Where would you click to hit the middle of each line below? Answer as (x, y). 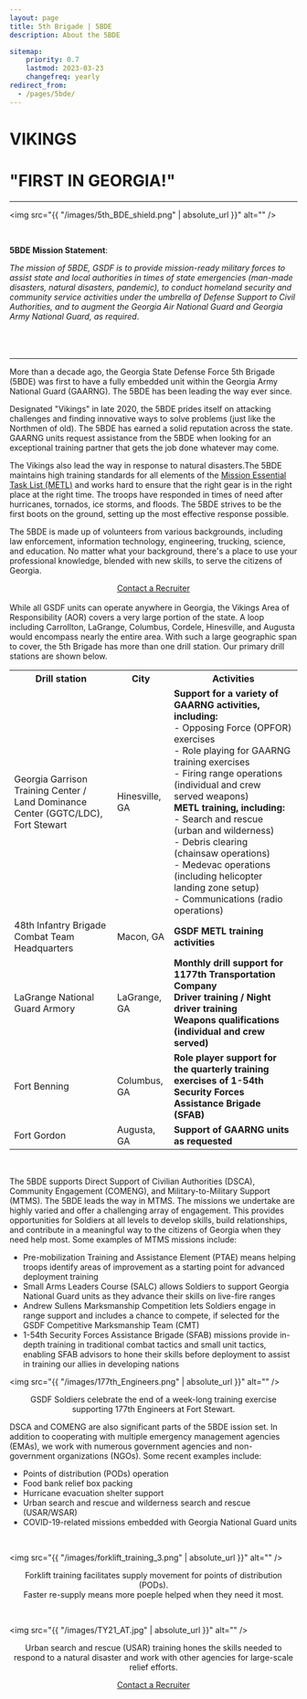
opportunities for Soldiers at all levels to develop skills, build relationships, (148, 1219)
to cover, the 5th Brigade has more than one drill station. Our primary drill (147, 646)
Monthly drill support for (228, 963)
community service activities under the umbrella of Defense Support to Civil (152, 297)
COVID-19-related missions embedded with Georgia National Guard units (159, 1522)
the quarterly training (221, 1069)
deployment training (60, 1276)
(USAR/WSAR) (50, 1512)
